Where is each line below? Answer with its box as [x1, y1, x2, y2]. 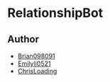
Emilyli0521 [17, 59, 51, 68]
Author [7, 33, 39, 45]
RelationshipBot [7, 5, 104, 21]
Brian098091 [17, 52, 55, 60]
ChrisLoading [17, 67, 57, 75]
